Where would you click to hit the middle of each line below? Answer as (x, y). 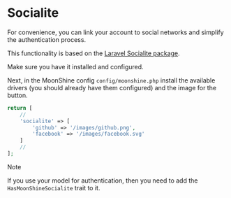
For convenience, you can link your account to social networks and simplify (116, 32)
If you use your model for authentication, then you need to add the (103, 181)
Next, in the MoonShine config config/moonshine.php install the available (111, 80)
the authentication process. (46, 39)
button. (17, 95)
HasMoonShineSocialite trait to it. (54, 188)
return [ (20, 108)
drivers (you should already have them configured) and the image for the (112, 87)
